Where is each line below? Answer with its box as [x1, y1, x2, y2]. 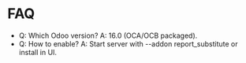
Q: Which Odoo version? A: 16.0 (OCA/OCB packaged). [18, 31, 198, 40]
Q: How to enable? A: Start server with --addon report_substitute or [18, 39, 238, 48]
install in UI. [18, 47, 57, 57]
